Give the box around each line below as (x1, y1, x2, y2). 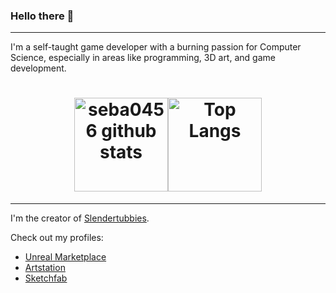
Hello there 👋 (10, 9, 75, 23)
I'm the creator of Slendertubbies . (10, 212, 150, 224)
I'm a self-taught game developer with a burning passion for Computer (10, 41, 302, 53)
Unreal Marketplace (24, 251, 107, 263)
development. (10, 62, 67, 74)
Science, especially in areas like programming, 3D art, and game (10, 52, 276, 64)
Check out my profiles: (10, 232, 104, 244)
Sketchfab (24, 272, 68, 284)
